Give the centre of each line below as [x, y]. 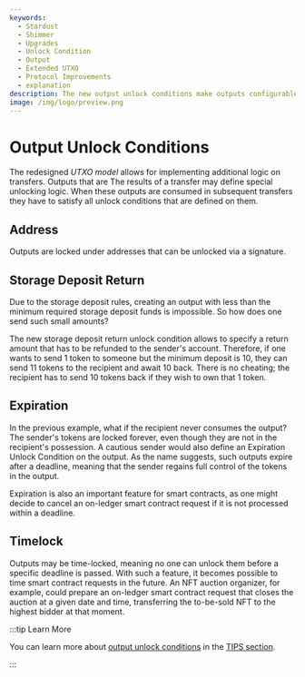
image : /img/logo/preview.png [67, 102]
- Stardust [38, 26]
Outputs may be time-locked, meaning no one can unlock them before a [144, 563]
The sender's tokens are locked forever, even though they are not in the [143, 437]
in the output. [34, 476]
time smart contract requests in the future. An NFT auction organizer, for [145, 583]
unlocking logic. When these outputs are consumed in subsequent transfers [151, 191]
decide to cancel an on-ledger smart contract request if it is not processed [149, 503]
